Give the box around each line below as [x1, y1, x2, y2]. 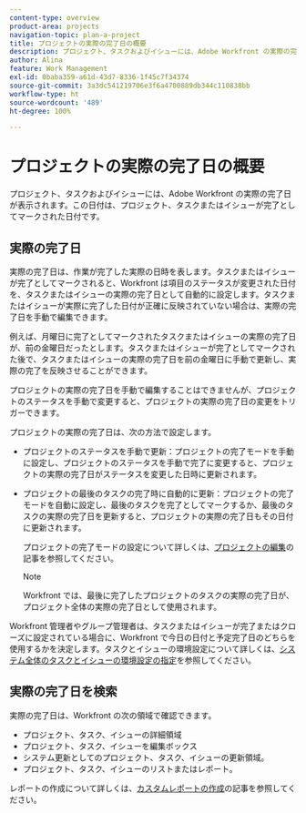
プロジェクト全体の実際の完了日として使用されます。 [22, 602, 221, 612]
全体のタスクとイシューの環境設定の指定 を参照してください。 [25, 655, 257, 666]
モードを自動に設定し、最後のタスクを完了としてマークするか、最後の [22, 500, 287, 510]
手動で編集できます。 [33, 311, 113, 322]
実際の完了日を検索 [9, 684, 117, 699]
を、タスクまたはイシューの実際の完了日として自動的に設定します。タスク [9, 289, 289, 300]
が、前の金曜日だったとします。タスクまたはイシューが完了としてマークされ [9, 342, 296, 353]
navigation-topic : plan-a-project [9, 30, 141, 39]
